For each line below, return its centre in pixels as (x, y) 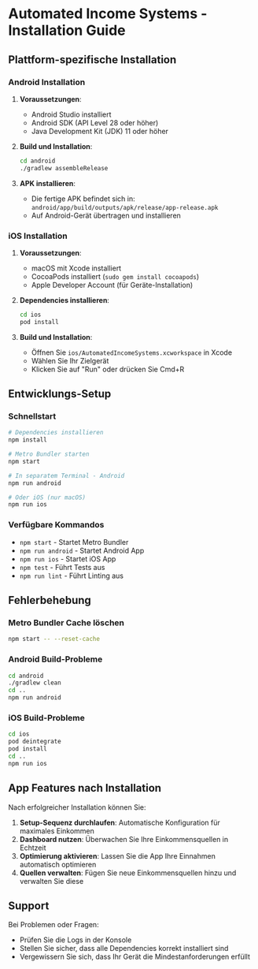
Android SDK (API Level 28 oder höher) (95, 122)
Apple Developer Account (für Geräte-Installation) (112, 285)
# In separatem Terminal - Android (66, 475)
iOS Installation (38, 236)
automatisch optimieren (58, 864)
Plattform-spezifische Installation (92, 60)
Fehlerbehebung (50, 600)
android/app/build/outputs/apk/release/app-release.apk (125, 207)
